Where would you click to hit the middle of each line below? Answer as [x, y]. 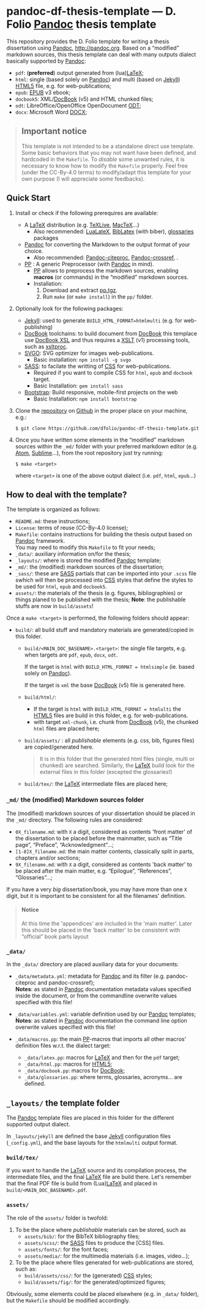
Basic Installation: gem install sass [78, 386]
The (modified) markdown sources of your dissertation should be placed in [101, 813]
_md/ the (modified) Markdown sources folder [75, 800]
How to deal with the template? [67, 495]
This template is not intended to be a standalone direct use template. [108, 146]
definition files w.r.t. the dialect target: [63, 1046]
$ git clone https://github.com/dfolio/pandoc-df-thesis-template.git [107, 428]
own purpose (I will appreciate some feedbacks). [83, 179]
